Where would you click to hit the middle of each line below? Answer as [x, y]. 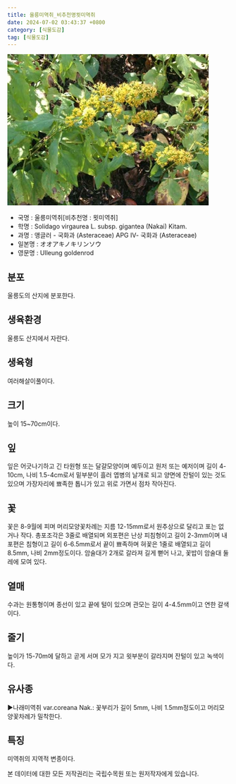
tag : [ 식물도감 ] [28, 37]
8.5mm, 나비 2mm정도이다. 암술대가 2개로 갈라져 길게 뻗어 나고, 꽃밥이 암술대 [114, 553]
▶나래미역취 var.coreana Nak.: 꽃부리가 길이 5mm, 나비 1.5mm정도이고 [107, 707]
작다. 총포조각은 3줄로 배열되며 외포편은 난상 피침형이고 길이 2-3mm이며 [120, 535]
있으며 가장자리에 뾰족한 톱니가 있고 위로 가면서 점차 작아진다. [92, 484]
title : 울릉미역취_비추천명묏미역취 [51, 15]
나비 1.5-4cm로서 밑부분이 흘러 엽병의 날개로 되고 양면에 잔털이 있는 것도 [126, 475]
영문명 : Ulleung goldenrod [56, 253]
